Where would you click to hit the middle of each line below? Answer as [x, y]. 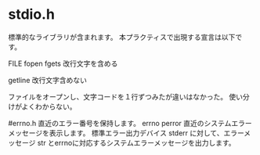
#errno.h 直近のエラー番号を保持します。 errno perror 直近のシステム [120, 123]
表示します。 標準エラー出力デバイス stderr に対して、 [136, 133]
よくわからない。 [49, 106]
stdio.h [31, 14]
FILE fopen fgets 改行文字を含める [63, 63]
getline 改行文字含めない [48, 80]
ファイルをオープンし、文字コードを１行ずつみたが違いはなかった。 [118, 96]
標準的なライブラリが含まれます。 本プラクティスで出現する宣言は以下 [122, 37]
